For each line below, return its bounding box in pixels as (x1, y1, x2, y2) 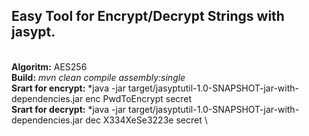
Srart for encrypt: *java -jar (11, 82, 126, 94)
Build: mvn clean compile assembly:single (11, 71, 186, 83)
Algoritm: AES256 (11, 60, 88, 73)
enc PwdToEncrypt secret (85, 92, 193, 104)
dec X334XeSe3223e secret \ (85, 114, 208, 126)
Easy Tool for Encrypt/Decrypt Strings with (11, 8, 285, 25)
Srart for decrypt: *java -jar (11, 103, 127, 115)
